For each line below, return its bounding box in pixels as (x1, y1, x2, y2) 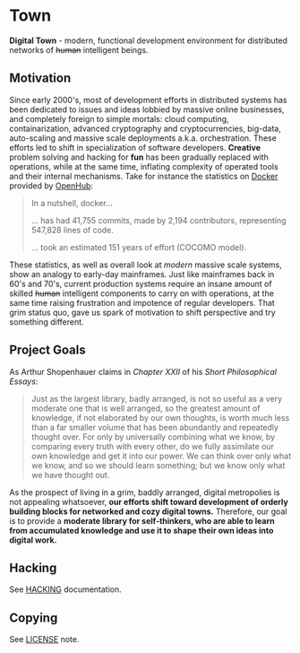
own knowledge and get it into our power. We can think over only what (30, 450, 292, 461)
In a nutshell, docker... (30, 197, 114, 208)
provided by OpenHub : (9, 180, 94, 191)
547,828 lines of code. (30, 224, 115, 235)
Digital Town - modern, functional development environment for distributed (9, 35, 288, 46)
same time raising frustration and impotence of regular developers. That (9, 297, 275, 308)
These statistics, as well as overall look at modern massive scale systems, (9, 259, 282, 270)
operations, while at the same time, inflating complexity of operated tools (9, 161, 279, 171)
